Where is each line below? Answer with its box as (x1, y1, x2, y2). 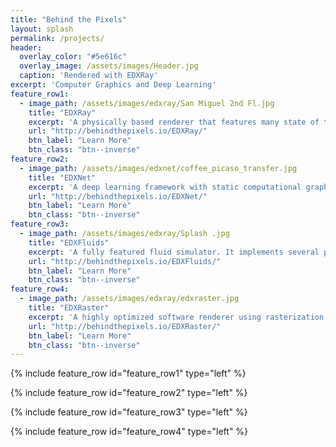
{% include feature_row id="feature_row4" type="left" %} (10, 426, 249, 438)
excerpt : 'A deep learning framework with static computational (28, 182, 302, 192)
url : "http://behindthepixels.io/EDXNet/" (28, 191, 208, 201)
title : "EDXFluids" (28, 237, 110, 248)
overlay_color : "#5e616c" (19, 52, 128, 62)
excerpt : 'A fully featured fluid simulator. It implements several (28, 247, 320, 257)
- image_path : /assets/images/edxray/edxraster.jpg (19, 294, 240, 304)
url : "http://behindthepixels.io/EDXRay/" (28, 126, 208, 136)
